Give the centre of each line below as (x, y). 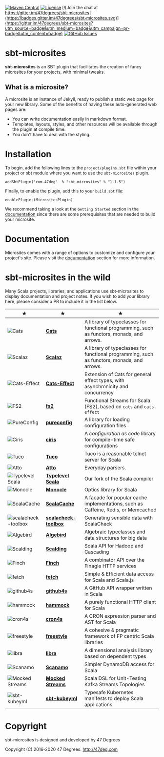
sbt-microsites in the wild (58, 277)
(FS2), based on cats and (114, 406)
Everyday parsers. (105, 467)
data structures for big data (116, 538)
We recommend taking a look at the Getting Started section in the (72, 209)
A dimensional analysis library (119, 650)
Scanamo (57, 667)
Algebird (56, 535)
